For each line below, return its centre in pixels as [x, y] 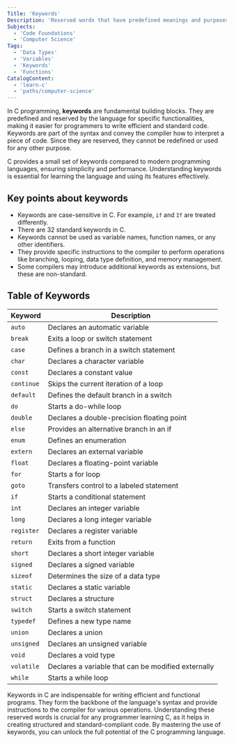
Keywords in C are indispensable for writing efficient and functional [104, 695]
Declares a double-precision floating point [117, 417]
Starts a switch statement [89, 609]
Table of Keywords [49, 296]
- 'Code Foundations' [45, 33]
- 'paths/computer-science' [54, 91]
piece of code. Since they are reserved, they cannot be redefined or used [112, 141]
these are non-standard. [52, 274]
